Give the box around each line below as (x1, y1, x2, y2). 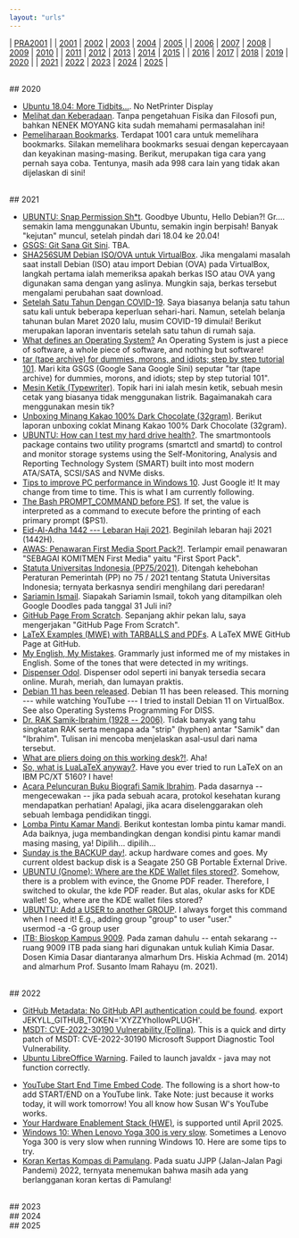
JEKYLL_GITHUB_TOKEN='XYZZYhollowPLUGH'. (21, 1015, 203, 1025)
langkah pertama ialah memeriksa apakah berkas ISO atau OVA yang (21, 268, 276, 279)
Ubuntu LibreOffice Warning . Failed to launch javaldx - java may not (21, 1052, 271, 1063)
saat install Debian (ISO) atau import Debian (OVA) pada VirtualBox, (21, 258, 270, 269)
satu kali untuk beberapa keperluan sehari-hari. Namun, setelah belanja (21, 305, 286, 317)
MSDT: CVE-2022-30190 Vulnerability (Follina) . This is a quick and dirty (21, 1024, 287, 1034)
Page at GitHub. (21, 638, 81, 648)
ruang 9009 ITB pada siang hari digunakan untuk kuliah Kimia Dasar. (21, 941, 275, 952)
